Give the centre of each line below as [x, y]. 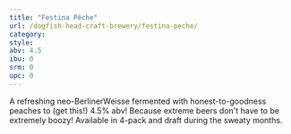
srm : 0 [21, 68]
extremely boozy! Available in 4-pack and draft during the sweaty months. [146, 120]
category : [28, 34]
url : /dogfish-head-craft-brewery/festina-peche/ [104, 26]
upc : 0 [21, 76]
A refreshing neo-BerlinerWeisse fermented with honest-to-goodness [138, 101]
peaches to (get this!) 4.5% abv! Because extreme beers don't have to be [145, 110]
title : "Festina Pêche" [54, 17]
